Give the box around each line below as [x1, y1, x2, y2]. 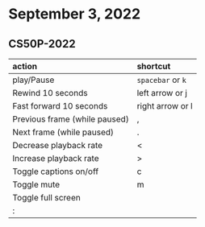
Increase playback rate [12, 153, 99, 163]
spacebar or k [136, 74, 187, 85]
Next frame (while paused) [12, 126, 115, 138]
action [12, 61, 38, 72]
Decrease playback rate [12, 140, 103, 151]
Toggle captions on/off [12, 166, 99, 177]
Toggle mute [12, 179, 61, 190]
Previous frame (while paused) [12, 113, 129, 125]
